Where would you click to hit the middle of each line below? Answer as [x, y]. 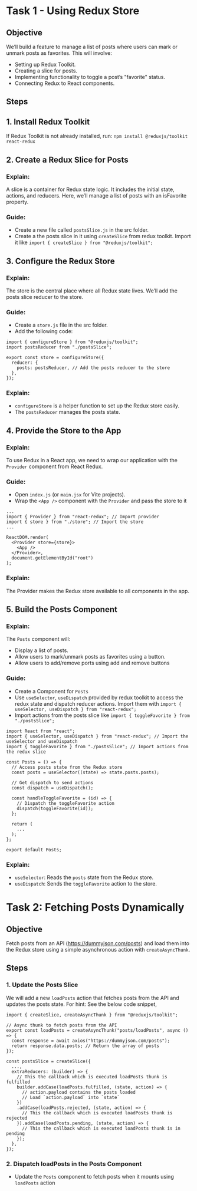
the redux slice [26, 752]
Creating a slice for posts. [46, 71]
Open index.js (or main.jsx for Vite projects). [70, 495]
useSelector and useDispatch [42, 741]
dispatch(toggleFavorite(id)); [55, 808]
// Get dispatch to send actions [52, 782]
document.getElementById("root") [52, 558]
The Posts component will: [38, 639]
